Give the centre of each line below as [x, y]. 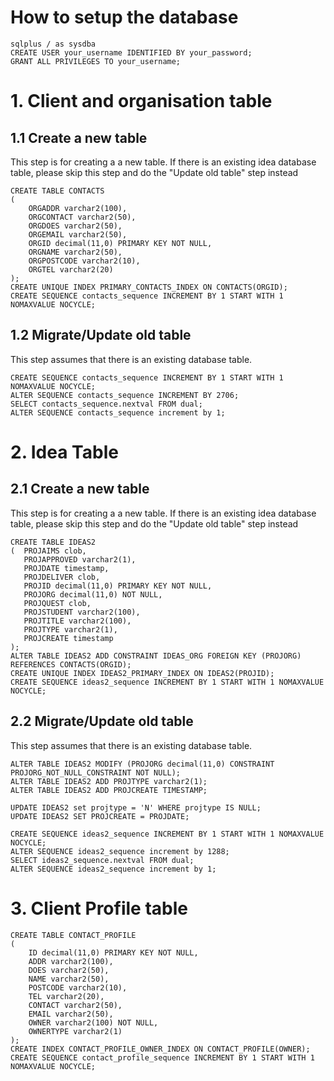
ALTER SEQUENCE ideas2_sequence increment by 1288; [120, 851]
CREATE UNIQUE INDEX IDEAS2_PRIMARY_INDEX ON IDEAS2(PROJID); [142, 673]
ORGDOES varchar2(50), [75, 226]
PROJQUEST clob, [57, 603]
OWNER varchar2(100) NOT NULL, [93, 1022]
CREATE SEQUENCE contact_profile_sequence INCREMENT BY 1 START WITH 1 [162, 1057]
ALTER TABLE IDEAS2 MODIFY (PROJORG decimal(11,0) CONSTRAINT [142, 764]
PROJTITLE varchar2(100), [77, 621]
